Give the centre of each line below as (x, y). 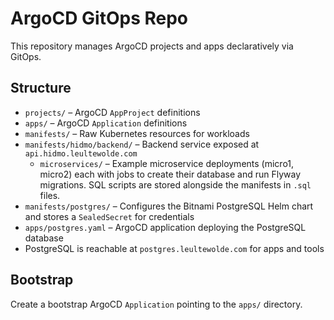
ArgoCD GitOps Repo (99, 18)
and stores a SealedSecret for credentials (109, 216)
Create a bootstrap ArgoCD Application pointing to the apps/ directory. (156, 304)
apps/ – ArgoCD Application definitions (106, 123)
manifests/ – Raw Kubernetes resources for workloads (137, 133)
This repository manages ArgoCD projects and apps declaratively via (152, 46)
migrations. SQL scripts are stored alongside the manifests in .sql (175, 184)
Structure (41, 88)
